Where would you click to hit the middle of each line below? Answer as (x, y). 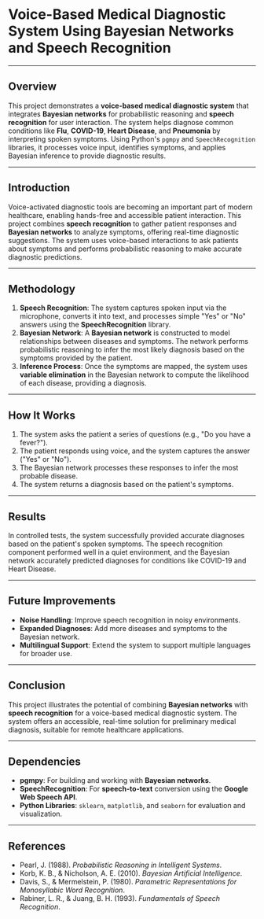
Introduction (39, 188)
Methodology (42, 289)
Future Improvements (62, 601)
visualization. (41, 814)
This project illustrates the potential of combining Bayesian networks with (128, 704)
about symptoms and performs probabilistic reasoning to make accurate (125, 249)
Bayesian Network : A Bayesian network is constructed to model (125, 333)
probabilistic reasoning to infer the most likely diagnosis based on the (132, 350)
